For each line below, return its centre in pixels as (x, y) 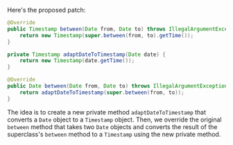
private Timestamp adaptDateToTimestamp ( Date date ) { (87, 55)
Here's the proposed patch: (46, 10)
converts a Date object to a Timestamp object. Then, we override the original (114, 119)
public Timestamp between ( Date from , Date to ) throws (87, 29)
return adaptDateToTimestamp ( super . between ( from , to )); (102, 93)
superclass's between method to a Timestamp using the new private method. (114, 134)
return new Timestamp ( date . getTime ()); (77, 61)
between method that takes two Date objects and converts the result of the (112, 126)
